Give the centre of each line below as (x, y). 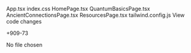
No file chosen (24, 45)
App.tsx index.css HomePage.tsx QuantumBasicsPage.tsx (78, 9)
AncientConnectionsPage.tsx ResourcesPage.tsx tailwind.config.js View (95, 15)
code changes (24, 21)
